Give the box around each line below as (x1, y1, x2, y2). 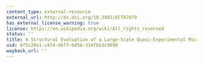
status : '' (6, 31, 34, 37)
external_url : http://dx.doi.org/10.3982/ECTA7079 (6, 14, 137, 20)
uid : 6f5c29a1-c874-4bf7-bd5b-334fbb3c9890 (6, 43, 118, 49)
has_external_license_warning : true (6, 20, 99, 26)
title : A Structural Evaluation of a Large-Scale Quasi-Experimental (6, 37, 186, 43)
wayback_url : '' (6, 48, 47, 54)
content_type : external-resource (6, 8, 91, 15)
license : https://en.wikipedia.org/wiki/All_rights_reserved (6, 25, 165, 32)
